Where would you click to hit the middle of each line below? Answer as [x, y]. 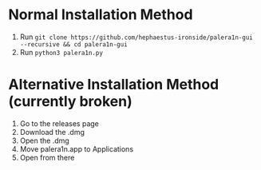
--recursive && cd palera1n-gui [73, 44]
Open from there [47, 157]
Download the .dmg [52, 132]
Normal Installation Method [101, 15]
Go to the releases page [59, 123]
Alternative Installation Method [114, 85]
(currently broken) [71, 102]
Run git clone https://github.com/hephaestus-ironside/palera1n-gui [136, 37]
